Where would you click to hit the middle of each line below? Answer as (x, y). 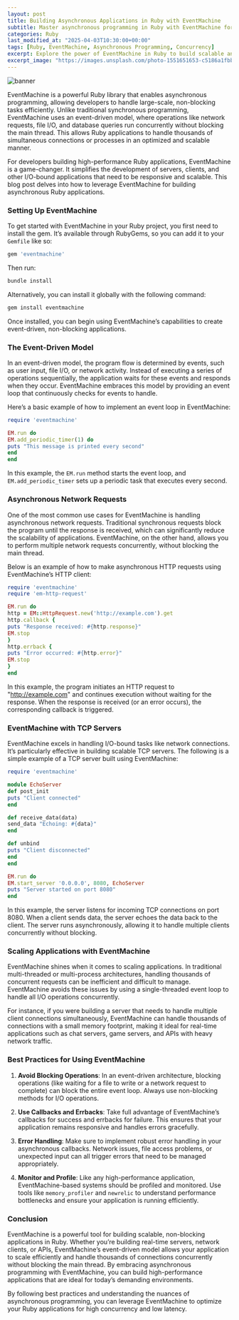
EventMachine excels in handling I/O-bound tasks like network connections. (119, 744)
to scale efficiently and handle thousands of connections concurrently (110, 1257)
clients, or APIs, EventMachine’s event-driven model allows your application (118, 1249)
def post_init (28, 791)
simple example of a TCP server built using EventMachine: (93, 759)
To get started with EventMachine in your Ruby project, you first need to (113, 226)
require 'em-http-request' (47, 594)
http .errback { (30, 647)
